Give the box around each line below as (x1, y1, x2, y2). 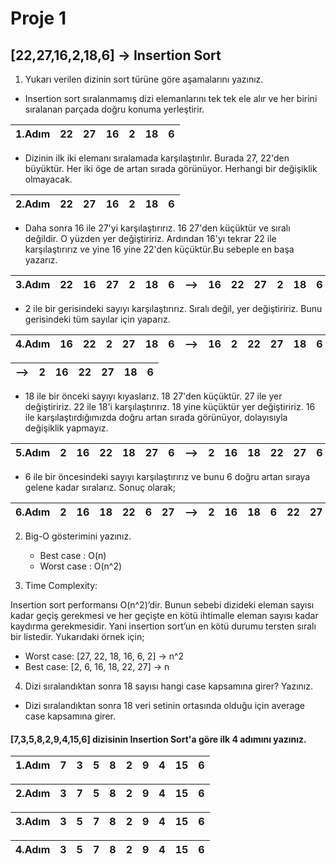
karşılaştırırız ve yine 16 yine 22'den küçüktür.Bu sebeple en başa (24, 243, 295, 255)
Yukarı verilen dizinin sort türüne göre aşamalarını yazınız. (24, 73, 264, 85)
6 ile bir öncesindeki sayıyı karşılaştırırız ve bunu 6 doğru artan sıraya (24, 471, 311, 482)
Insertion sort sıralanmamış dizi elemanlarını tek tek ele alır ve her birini (24, 93, 318, 104)
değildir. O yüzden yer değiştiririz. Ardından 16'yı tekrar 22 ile (24, 233, 277, 244)
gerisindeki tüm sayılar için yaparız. (24, 313, 171, 325)
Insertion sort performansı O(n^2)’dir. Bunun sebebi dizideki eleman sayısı (10, 599, 315, 611)
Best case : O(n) (39, 550, 107, 561)
